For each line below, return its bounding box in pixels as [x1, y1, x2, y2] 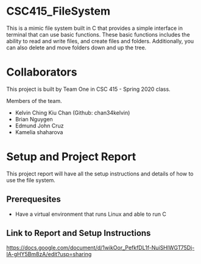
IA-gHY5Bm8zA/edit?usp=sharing [6, 251, 92, 258]
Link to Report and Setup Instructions [6, 228, 151, 238]
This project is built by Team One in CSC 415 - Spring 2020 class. [6, 85, 171, 93]
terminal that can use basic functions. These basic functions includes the [6, 30, 190, 38]
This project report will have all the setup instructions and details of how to [6, 169, 194, 177]
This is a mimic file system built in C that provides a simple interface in [6, 24, 183, 32]
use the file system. [6, 176, 56, 184]
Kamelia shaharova [15, 128, 63, 135]
